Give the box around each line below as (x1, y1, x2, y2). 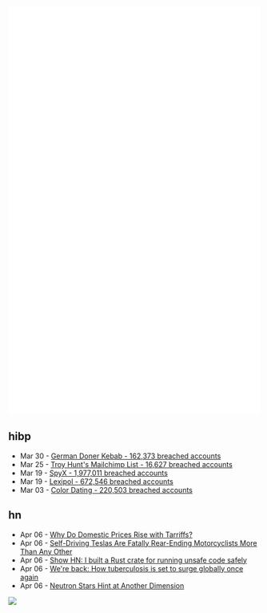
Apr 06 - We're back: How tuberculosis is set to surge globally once (19, 563, 244, 573)
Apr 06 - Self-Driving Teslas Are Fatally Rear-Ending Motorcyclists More (19, 538, 257, 547)
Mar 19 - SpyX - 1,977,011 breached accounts (19, 468, 168, 478)
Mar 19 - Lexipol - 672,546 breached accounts (19, 476, 173, 486)
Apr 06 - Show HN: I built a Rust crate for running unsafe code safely (19, 555, 248, 565)
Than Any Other (19, 546, 73, 556)
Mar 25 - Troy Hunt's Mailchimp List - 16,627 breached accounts (19, 459, 233, 469)
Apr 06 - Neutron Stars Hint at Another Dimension (19, 580, 185, 591)
